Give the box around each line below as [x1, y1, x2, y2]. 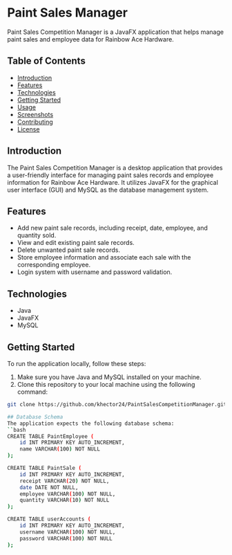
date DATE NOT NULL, [19, 484, 79, 491]
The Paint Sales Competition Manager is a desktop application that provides [7, 163, 223, 172]
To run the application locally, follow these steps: [7, 360, 146, 367]
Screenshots [17, 110, 54, 118]
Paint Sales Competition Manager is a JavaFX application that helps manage [7, 28, 224, 36]
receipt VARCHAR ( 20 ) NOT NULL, [19, 477, 110, 484]
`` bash [7, 426, 26, 433]
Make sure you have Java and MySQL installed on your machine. [17, 373, 202, 381]
